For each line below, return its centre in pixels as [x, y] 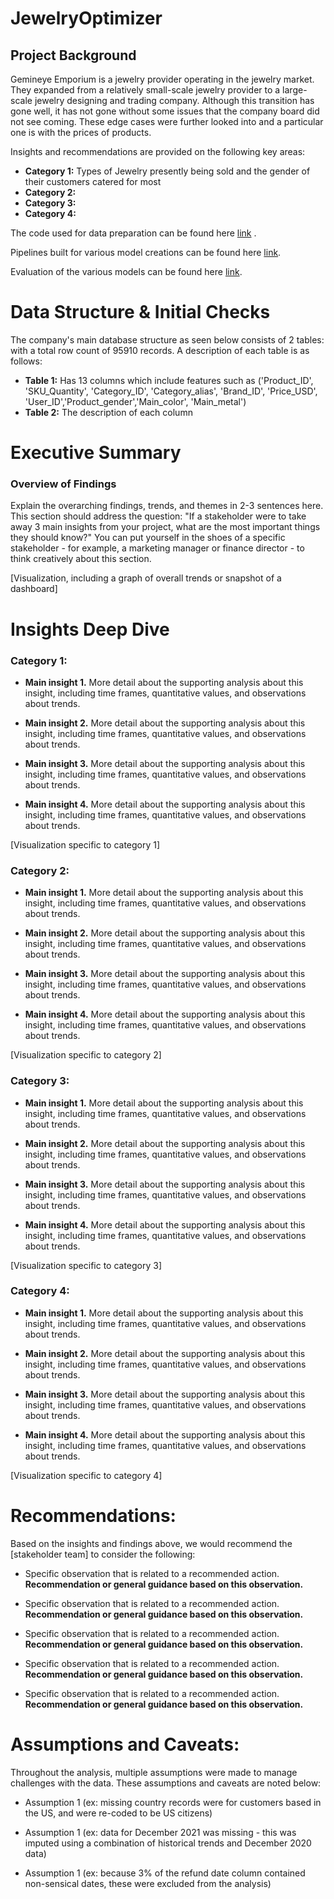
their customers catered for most [93, 181]
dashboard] [34, 589]
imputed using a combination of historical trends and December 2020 [168, 1843]
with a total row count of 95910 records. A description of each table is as [160, 350]
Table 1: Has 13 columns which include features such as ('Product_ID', [169, 380]
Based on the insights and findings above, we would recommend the [151, 1543]
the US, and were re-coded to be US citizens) [118, 1813]
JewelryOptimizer [86, 18]
